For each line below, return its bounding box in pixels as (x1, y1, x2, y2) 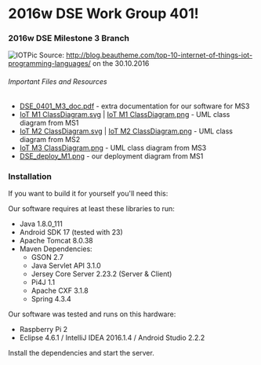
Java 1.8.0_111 (19, 219, 63, 228)
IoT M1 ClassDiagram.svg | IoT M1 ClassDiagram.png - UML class (19, 109, 230, 119)
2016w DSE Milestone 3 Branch (8, 33, 130, 44)
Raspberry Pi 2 (19, 324, 68, 334)
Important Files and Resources (8, 77, 107, 86)
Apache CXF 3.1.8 (31, 286, 89, 295)
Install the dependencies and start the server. (8, 348, 154, 357)
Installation (8, 170, 53, 181)
